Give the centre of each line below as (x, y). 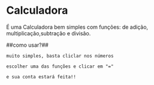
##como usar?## (28, 45)
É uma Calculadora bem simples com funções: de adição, (77, 27)
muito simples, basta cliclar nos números (60, 56)
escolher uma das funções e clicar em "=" (60, 66)
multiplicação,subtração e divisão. (49, 33)
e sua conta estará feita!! (41, 77)
